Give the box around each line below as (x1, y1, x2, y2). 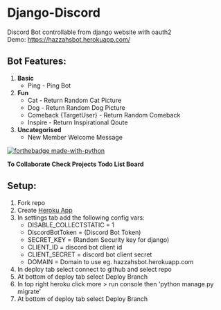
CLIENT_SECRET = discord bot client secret (27, 250, 152, 259)
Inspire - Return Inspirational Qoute (27, 118, 128, 127)
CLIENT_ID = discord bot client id (27, 243, 123, 251)
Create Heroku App (17, 206, 73, 214)
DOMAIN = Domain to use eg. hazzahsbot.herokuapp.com (27, 257, 194, 266)
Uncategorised (17, 125, 62, 133)
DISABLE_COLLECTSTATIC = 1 (27, 220, 114, 229)
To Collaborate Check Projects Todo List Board (7, 160, 144, 168)
